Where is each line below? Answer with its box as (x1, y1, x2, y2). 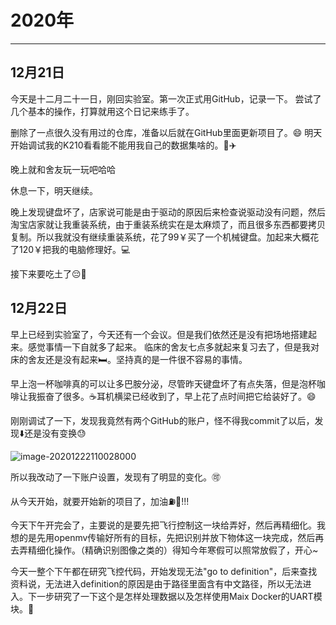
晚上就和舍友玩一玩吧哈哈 (10, 163, 116, 175)
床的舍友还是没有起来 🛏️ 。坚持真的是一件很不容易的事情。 (10, 353, 248, 365)
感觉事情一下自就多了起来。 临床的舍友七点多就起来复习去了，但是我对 (27, 341, 320, 353)
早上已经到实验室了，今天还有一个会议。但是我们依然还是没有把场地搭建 (10, 328, 308, 340)
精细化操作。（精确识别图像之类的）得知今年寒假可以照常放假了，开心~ (27, 544, 319, 556)
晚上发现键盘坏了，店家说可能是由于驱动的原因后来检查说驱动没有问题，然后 (10, 206, 326, 218)
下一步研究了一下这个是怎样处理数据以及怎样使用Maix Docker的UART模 (27, 590, 323, 602)
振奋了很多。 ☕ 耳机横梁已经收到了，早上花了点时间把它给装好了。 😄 (36, 390, 317, 402)
